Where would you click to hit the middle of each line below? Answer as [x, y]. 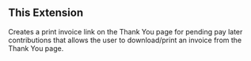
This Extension [46, 13]
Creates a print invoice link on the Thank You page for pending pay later [125, 31]
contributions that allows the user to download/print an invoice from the [125, 40]
